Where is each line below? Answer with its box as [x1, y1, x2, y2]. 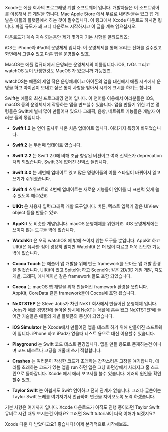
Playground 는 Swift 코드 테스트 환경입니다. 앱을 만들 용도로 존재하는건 [12, 341, 152, 347]
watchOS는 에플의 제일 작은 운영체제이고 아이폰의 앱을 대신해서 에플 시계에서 [5, 78, 156, 84]
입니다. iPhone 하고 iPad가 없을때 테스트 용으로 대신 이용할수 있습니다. [17, 331, 156, 336]
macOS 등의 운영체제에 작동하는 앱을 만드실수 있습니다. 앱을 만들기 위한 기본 [5, 102, 155, 107]
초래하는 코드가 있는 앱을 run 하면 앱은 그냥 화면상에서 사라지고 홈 [21, 364, 150, 370]
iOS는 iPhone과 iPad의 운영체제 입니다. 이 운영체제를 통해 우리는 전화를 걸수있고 [5, 45, 162, 50]
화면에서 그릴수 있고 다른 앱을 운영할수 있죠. [5, 51, 91, 57]
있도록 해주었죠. [17, 193, 49, 198]
